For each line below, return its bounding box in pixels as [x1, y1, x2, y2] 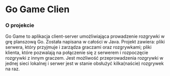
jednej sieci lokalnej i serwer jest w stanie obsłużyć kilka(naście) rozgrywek [5, 60, 164, 67]
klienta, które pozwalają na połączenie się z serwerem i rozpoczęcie [5, 49, 149, 56]
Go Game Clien [5, 4, 70, 15]
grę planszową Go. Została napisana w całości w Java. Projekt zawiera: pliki [5, 39, 165, 45]
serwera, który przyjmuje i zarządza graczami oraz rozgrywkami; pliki [5, 44, 152, 50]
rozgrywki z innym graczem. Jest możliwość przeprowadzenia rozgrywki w [5, 55, 163, 61]
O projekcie [5, 22, 35, 29]
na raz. [5, 66, 20, 72]
